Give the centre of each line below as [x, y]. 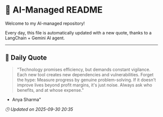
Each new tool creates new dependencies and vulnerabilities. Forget [85, 74]
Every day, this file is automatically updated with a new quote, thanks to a [78, 33]
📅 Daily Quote [26, 58]
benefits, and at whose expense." [50, 90]
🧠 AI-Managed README [54, 10]
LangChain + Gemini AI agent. [35, 38]
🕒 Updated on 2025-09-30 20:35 [39, 109]
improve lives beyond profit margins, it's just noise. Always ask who [84, 85]
